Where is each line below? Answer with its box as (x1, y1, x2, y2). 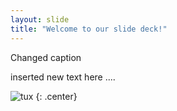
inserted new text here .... (10, 71, 116, 83)
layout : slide (10, 14, 70, 25)
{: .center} (35, 90, 78, 102)
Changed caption (10, 51, 82, 63)
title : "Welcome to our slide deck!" (10, 24, 168, 34)
